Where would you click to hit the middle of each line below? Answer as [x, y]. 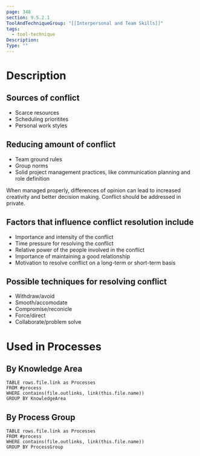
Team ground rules [38, 159]
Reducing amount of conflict [61, 145]
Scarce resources [37, 112]
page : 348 [19, 12]
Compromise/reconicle [44, 309]
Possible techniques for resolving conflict [87, 282]
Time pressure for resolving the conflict [64, 243]
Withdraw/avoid [35, 296]
